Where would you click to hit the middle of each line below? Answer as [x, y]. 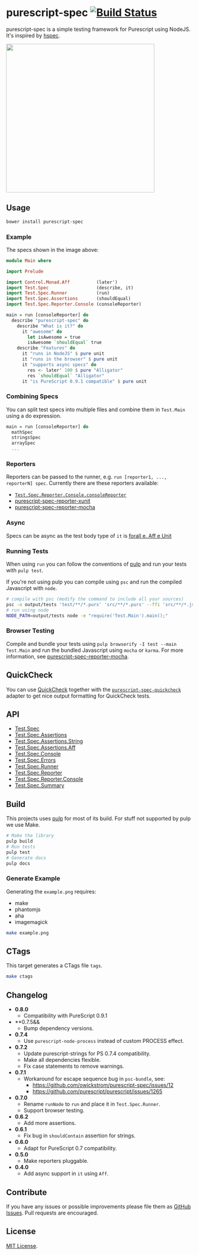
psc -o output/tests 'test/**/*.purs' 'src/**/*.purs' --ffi [83, 604]
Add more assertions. [50, 1123]
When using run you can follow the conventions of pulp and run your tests [97, 564]
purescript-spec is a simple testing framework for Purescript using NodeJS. [98, 29]
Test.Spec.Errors [35, 760]
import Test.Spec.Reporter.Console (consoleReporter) [74, 304]
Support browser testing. [54, 1111]
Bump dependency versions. [58, 1029]
